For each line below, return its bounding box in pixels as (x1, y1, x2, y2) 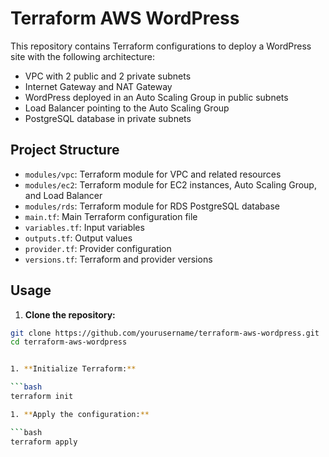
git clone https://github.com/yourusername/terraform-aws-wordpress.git (10, 328, 320, 338)
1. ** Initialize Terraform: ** (10, 364, 137, 374)
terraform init (10, 392, 74, 402)
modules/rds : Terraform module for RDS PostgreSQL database (24, 200, 280, 212)
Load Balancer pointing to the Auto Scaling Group (24, 102, 230, 114)
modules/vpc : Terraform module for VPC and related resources (24, 168, 282, 180)
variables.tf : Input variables (24, 221, 145, 233)
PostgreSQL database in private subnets (24, 112, 192, 124)
